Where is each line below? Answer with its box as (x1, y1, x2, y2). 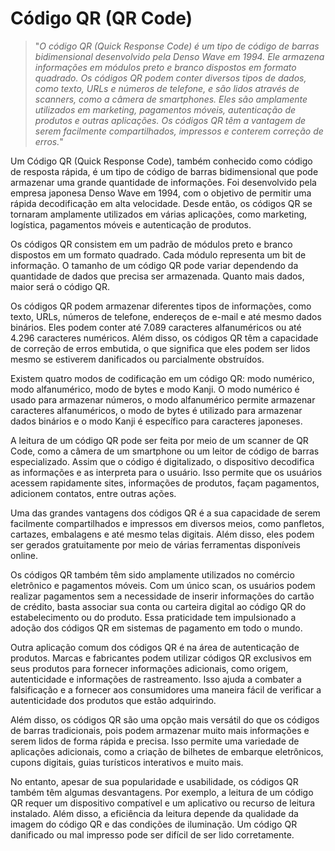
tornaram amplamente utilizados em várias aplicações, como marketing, (10, 208, 308, 220)
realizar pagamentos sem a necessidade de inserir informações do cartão (10, 590, 315, 602)
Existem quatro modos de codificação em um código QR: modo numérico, (10, 372, 315, 384)
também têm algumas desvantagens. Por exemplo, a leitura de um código (10, 786, 314, 798)
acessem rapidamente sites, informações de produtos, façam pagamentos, (10, 477, 320, 489)
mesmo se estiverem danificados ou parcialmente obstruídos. (10, 353, 265, 365)
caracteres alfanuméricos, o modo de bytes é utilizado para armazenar (10, 404, 303, 416)
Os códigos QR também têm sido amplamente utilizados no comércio (10, 568, 295, 581)
